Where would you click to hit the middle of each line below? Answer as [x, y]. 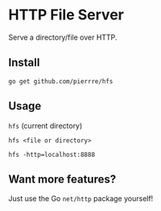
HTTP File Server [66, 15]
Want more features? [62, 179]
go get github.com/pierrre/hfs [61, 81]
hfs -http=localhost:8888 [52, 154]
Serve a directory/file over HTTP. [63, 37]
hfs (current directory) [45, 125]
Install [24, 63]
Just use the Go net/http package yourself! [81, 199]
